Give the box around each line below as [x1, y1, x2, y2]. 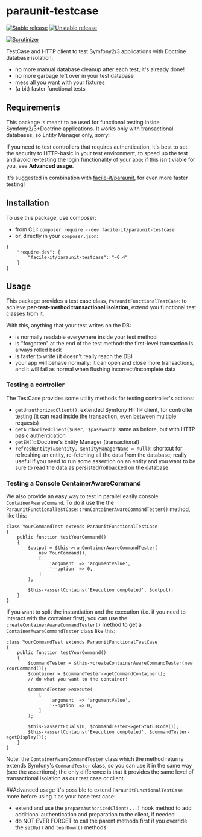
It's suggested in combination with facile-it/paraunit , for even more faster [6, 174, 188, 181]
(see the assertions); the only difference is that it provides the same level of [6, 768, 194, 775]
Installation [6, 198, 49, 208]
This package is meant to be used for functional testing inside [6, 118, 160, 126]
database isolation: [6, 54, 54, 61]
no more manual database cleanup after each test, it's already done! [14, 65, 185, 73]
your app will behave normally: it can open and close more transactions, [14, 359, 194, 367]
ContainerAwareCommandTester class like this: [6, 627, 116, 635]
